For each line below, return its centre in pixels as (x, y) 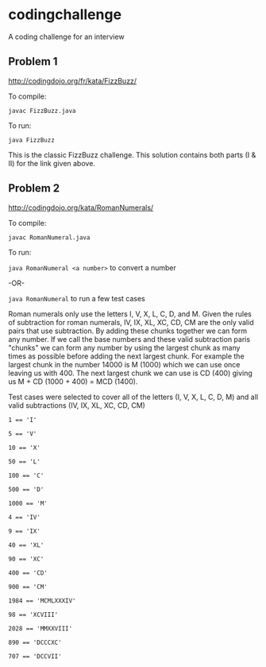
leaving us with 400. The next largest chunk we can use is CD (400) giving (130, 373)
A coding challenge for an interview (66, 37)
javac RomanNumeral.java (49, 237)
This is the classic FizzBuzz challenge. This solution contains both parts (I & (132, 155)
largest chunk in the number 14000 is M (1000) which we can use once (124, 364)
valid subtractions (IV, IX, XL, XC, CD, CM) (77, 405)
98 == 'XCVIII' (33, 615)
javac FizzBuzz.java (42, 111)
